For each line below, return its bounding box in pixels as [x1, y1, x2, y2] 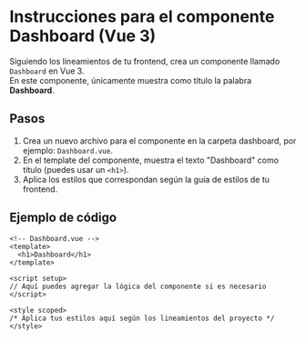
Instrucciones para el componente [9, 6, 275, 27]
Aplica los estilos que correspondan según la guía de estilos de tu [22, 174, 270, 185]
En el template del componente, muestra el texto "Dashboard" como [22, 155, 280, 165]
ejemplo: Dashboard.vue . [22, 145, 114, 155]
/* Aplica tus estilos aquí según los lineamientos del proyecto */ [9, 314, 275, 323]
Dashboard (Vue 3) [9, 25, 157, 46]
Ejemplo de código [9, 210, 117, 225]
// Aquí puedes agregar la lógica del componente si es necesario [9, 282, 267, 291]
